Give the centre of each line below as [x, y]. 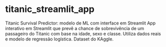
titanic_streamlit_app [50, 9]
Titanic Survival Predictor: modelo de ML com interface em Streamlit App [80, 23]
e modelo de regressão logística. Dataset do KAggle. [59, 39]
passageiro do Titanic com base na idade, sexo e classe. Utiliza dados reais [83, 33]
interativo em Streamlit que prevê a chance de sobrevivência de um [75, 28]
